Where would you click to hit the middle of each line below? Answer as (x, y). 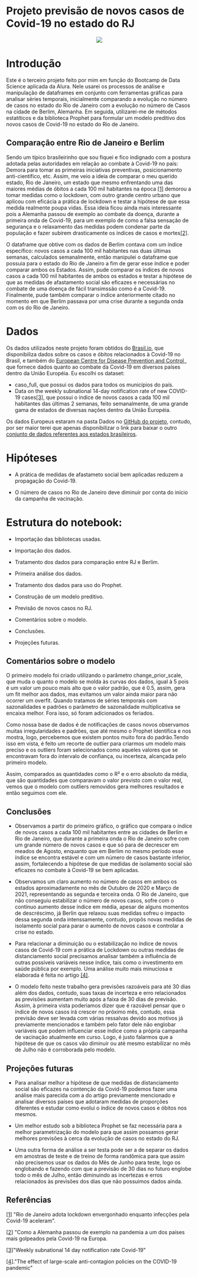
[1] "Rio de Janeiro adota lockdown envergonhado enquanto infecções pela (98, 1214)
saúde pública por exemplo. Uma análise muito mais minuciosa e (93, 969)
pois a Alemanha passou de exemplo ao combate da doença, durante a (93, 214)
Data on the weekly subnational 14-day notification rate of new (91, 391)
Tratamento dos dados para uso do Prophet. (69, 585)
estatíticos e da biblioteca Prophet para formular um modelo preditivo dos (96, 118)
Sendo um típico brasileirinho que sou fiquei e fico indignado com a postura (98, 157)
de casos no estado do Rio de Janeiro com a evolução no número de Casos (98, 105)
